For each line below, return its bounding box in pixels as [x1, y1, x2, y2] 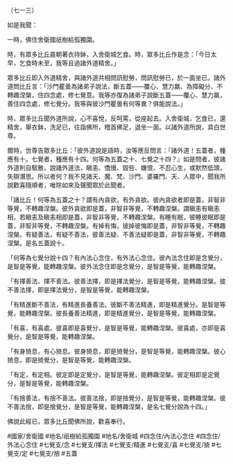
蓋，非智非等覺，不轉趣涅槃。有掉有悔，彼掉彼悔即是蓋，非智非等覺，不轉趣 [7, 222, 226, 230]
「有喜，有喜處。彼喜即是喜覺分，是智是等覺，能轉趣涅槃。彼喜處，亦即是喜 [7, 324, 226, 332]
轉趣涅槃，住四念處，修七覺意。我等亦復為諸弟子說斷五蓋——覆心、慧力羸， [7, 91, 226, 99]
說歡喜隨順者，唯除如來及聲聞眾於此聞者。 [7, 181, 129, 189]
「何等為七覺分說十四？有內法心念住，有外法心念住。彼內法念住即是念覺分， [7, 253, 226, 262]
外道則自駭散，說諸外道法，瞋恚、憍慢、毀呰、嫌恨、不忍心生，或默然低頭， [7, 163, 226, 172]
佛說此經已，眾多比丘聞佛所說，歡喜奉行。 [7, 418, 129, 425]
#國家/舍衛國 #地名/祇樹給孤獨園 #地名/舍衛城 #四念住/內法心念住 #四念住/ [7, 432, 221, 440]
